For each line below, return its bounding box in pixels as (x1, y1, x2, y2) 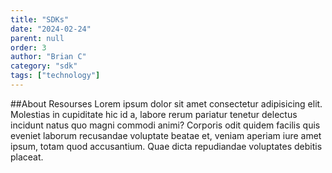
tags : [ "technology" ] (10, 71, 101, 81)
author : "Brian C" (10, 52, 87, 62)
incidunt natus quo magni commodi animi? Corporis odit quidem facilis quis (10, 119, 321, 131)
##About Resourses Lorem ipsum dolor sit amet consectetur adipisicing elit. (10, 97, 323, 110)
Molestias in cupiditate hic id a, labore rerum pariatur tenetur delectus (10, 108, 298, 120)
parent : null (10, 33, 65, 43)
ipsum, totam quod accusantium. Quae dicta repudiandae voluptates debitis (10, 140, 323, 152)
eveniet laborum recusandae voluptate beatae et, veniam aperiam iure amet (10, 129, 322, 141)
